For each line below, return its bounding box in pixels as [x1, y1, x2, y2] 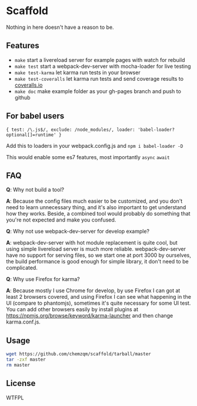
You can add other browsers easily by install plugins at [6, 306, 139, 313]
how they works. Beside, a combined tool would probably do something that [6, 210, 191, 217]
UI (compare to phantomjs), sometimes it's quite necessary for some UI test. [6, 299, 191, 307]
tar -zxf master [6, 357, 46, 363]
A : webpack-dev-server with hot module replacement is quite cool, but [6, 239, 178, 246]
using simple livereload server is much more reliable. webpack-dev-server [6, 246, 186, 253]
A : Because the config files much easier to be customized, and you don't [6, 197, 183, 204]
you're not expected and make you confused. [6, 216, 116, 223]
